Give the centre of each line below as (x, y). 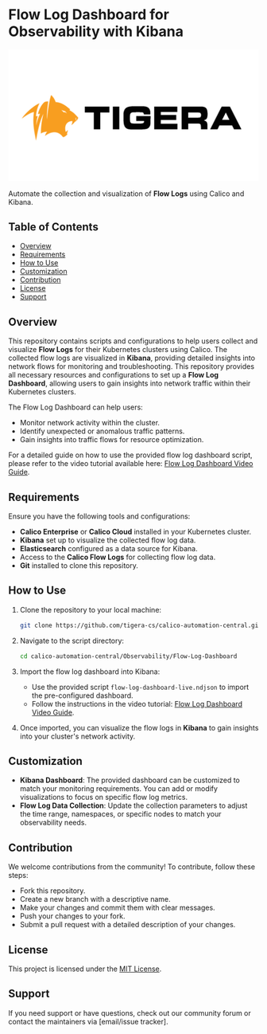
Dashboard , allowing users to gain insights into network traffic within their (130, 383)
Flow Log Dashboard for (89, 15)
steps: (18, 875)
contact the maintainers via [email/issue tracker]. (88, 1021)
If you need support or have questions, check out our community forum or (130, 1012)
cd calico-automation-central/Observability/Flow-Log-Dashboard (128, 656)
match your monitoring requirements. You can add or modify (119, 789)
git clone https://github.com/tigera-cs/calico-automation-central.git (141, 625)
